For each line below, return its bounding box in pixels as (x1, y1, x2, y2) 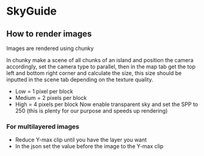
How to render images (6, 29, 92, 39)
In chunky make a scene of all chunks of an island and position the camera (6, 57, 194, 63)
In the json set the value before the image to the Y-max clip (15, 143, 164, 150)
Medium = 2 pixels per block (15, 94, 87, 101)
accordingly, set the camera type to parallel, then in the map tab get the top (6, 63, 196, 70)
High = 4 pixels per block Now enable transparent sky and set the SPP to (15, 101, 199, 108)
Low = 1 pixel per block (15, 88, 73, 95)
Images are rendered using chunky (6, 44, 94, 52)
